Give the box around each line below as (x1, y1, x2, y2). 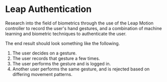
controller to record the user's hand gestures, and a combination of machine (5, 25, 162, 31)
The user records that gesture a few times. (12, 55, 100, 61)
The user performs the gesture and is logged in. (12, 60, 111, 66)
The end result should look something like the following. (5, 40, 120, 46)
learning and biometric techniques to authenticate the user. (5, 30, 127, 36)
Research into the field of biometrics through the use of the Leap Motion (5, 20, 154, 26)
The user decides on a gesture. (12, 50, 77, 56)
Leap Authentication (5, 3, 92, 15)
